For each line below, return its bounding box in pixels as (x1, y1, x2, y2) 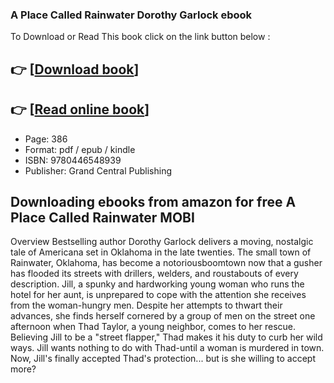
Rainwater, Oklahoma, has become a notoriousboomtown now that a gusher (10, 257, 323, 269)
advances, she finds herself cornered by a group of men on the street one (10, 310, 316, 322)
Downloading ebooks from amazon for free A (10, 193, 297, 210)
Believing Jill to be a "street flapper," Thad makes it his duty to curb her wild (10, 331, 323, 343)
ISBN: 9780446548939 (24, 154, 122, 166)
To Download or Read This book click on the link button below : (10, 31, 271, 43)
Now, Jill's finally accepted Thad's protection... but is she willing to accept (10, 353, 317, 365)
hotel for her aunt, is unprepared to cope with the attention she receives (10, 289, 307, 301)
